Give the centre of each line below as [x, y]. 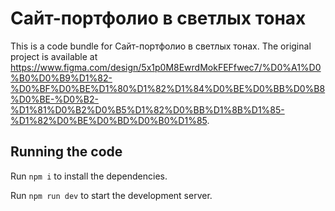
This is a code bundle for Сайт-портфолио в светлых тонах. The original [161, 46]
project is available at [54, 56]
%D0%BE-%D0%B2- [55, 99]
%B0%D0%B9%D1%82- [61, 78]
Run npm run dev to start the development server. [111, 195]
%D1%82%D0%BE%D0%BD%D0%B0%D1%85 [109, 120]
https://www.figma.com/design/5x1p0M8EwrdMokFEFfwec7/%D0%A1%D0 [166, 67]
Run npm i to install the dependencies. [89, 176]
